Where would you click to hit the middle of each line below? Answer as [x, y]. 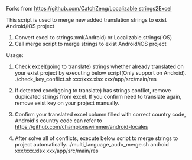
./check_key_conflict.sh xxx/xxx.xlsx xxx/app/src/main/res [85, 79]
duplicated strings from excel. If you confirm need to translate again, [98, 97]
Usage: [15, 55]
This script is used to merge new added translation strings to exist [87, 20]
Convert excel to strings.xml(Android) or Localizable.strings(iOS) [93, 37]
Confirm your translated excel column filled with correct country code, [100, 114]
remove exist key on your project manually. [67, 103]
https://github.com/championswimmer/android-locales [81, 127]
